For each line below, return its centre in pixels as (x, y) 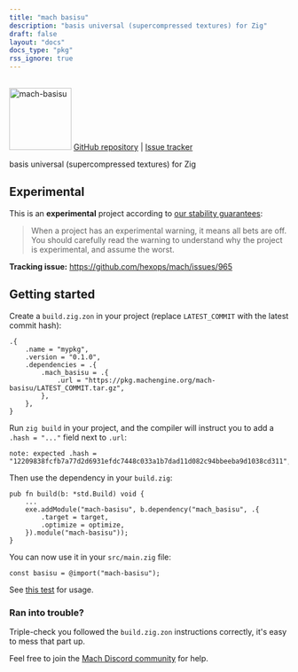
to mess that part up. (47, 641)
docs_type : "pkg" (41, 51)
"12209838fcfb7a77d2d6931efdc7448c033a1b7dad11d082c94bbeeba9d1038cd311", (150, 461)
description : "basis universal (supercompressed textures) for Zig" (138, 26)
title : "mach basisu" (49, 17)
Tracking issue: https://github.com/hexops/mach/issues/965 (121, 266)
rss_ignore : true (41, 59)
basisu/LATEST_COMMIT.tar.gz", (67, 388)
